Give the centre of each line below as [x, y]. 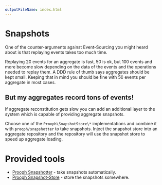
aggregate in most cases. [30, 82]
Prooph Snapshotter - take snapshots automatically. [64, 172]
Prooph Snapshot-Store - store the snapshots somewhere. [71, 177]
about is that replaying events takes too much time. [56, 52]
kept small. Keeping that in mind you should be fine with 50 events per [75, 77]
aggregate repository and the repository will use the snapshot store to [75, 134]
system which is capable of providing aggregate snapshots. [65, 114]
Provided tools [35, 159]
